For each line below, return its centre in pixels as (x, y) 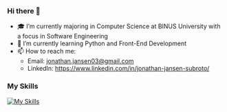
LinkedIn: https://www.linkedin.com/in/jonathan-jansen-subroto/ (118, 69)
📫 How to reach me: (46, 52)
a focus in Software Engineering (63, 36)
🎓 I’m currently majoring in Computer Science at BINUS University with (119, 26)
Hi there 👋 (24, 11)
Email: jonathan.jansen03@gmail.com (80, 61)
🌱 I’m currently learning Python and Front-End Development (102, 43)
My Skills (23, 87)
